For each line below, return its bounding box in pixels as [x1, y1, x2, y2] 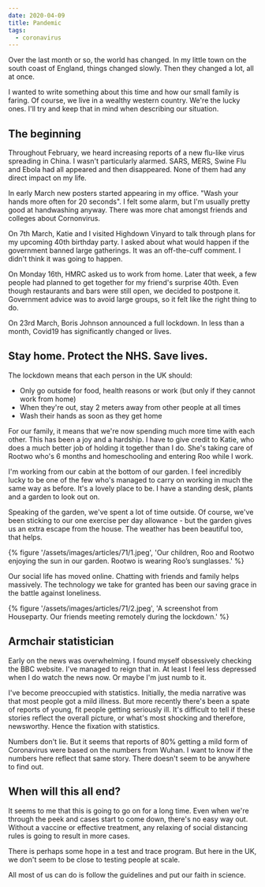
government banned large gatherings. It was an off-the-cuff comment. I [8, 246, 241, 255]
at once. [8, 72, 35, 81]
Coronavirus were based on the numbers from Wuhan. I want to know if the [8, 745, 253, 754]
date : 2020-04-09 [8, 11, 65, 20]
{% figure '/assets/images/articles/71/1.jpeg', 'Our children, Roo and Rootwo [8, 547, 255, 557]
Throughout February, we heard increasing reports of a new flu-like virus [8, 148, 244, 158]
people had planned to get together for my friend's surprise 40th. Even [8, 278, 239, 288]
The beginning [8, 127, 81, 141]
